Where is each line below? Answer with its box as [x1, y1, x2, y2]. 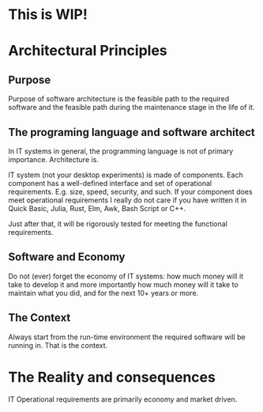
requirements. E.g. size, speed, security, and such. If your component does [8, 187, 253, 196]
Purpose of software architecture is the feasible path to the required [8, 94, 230, 104]
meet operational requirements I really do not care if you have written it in [8, 195, 247, 205]
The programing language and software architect [8, 125, 255, 139]
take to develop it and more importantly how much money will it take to [8, 279, 239, 289]
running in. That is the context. [8, 340, 108, 350]
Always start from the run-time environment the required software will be [8, 332, 246, 342]
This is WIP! [8, 6, 88, 24]
